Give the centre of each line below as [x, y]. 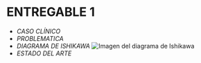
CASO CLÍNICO [38, 31]
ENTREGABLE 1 [51, 12]
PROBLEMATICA [40, 38]
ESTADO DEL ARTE [44, 53]
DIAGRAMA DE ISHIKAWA [53, 46]
